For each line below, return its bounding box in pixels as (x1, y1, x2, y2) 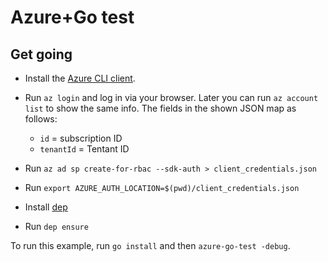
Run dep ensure (24, 221, 89, 232)
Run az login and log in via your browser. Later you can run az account (24, 92, 319, 103)
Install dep (24, 201, 68, 213)
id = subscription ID (39, 132, 123, 144)
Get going (10, 46, 73, 63)
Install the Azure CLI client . (24, 72, 136, 84)
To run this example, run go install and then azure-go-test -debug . (10, 240, 291, 251)
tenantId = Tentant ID (39, 143, 130, 155)
